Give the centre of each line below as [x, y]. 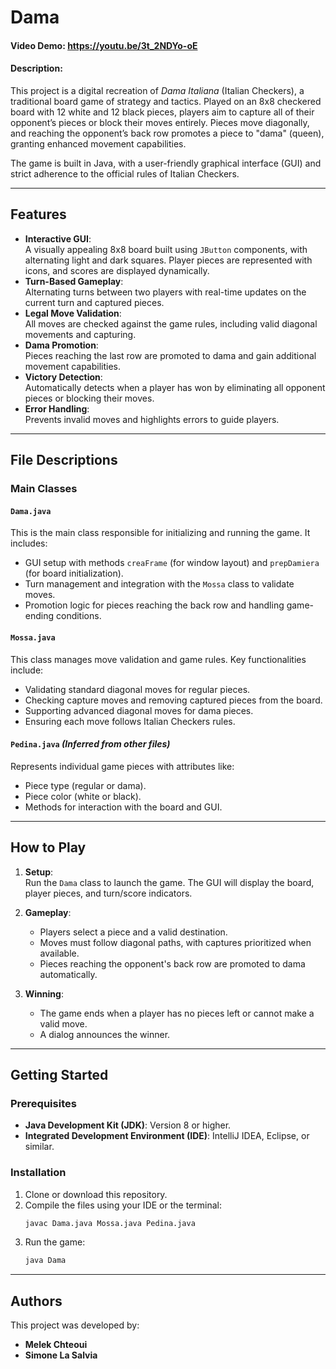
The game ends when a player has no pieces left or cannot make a [177, 1013]
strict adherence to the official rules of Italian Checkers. [125, 173]
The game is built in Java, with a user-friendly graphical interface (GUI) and [166, 163]
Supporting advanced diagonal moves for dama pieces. [139, 710]
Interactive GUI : [58, 238]
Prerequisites [43, 1103]
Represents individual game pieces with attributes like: [122, 766]
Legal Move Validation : [73, 313]
